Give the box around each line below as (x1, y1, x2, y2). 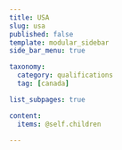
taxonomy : (9, 62, 46, 71)
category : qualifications (17, 71, 114, 80)
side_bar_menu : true (9, 46, 86, 55)
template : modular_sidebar (9, 37, 110, 47)
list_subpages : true (9, 95, 86, 104)
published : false (9, 29, 74, 38)
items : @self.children (17, 120, 102, 129)
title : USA (9, 12, 50, 22)
